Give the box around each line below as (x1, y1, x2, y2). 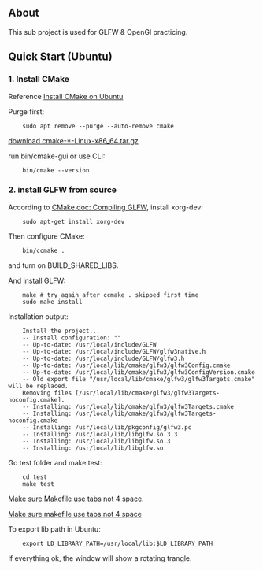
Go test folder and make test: (8, 458, 102, 467)
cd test (22, 473, 47, 481)
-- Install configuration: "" (22, 334, 122, 342)
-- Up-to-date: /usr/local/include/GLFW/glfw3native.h (22, 347, 206, 355)
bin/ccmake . (22, 247, 65, 254)
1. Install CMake (8, 74, 69, 85)
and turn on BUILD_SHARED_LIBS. (8, 260, 119, 270)
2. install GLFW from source (8, 184, 117, 195)
